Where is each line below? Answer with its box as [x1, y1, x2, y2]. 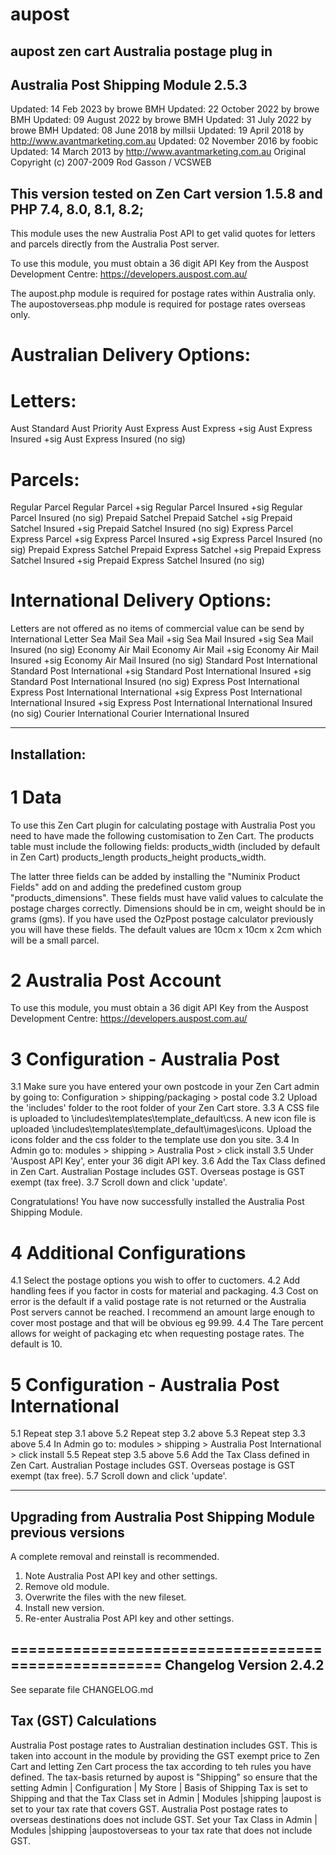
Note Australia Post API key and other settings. [24, 1570, 218, 1582]
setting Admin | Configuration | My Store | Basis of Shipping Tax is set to [10, 1781, 308, 1793]
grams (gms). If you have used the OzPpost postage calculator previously [10, 913, 314, 925]
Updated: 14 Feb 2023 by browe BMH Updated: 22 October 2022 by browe [10, 103, 320, 115]
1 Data [10, 786, 62, 808]
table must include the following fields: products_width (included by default [10, 840, 321, 852]
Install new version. [24, 1602, 105, 1614]
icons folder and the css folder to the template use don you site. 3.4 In [10, 1134, 300, 1146]
